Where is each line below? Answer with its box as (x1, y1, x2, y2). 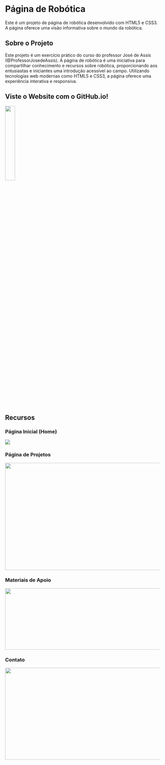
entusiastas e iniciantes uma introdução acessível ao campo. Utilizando (5, 68, 150, 74)
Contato (5, 656, 25, 663)
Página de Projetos (5, 451, 51, 458)
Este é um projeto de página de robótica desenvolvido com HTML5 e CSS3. (5, 20, 158, 26)
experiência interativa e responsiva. (5, 78, 78, 84)
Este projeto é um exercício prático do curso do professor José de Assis (5, 52, 151, 58)
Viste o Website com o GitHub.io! (5, 92, 109, 101)
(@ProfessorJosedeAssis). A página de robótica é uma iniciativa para (5, 57, 145, 63)
